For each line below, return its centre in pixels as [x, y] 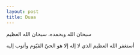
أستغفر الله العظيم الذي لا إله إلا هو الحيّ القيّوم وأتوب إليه [70, 46]
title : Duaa [21, 17]
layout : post [23, 12]
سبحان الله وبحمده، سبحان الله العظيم [49, 34]
